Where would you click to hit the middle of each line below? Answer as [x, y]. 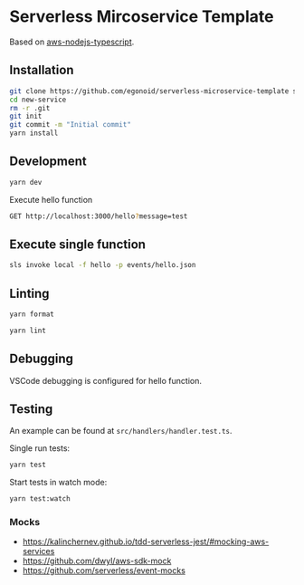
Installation [42, 70]
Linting [29, 293]
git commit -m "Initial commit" [70, 125]
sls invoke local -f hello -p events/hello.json [103, 265]
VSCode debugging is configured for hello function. [105, 380]
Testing [31, 409]
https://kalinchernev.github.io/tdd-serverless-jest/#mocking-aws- [146, 542]
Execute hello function [51, 199]
